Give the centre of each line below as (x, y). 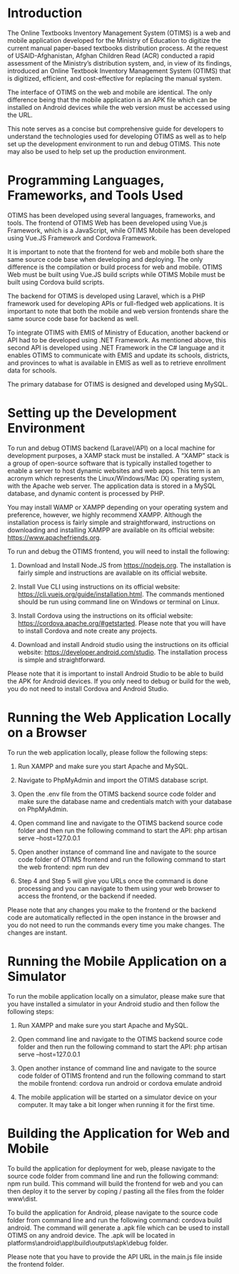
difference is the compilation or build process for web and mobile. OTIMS (115, 267)
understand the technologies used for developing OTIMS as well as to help (117, 136)
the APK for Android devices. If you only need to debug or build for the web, (119, 681)
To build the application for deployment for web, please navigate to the (111, 1168)
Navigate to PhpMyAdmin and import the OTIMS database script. (113, 780)
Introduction (45, 13)
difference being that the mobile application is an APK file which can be (112, 100)
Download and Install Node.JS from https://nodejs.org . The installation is (124, 565)
